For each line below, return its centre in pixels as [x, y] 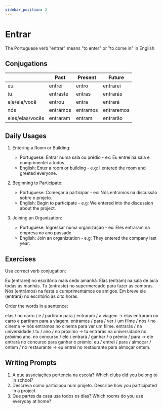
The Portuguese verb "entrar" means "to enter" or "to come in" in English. [80, 48]
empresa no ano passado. [46, 233]
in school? [23, 380]
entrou [57, 102]
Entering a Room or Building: [41, 148]
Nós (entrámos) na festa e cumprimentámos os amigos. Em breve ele [76, 291]
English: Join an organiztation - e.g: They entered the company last [88, 238]
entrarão [113, 118]
